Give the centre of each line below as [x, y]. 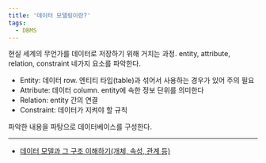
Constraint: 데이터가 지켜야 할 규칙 [74, 110]
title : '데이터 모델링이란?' [49, 15]
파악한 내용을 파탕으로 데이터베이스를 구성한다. [80, 127]
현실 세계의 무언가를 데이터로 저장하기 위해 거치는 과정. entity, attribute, [120, 54]
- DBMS [26, 30]
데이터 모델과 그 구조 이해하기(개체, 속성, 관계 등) [95, 151]
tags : [17, 23]
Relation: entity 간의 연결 [59, 100]
